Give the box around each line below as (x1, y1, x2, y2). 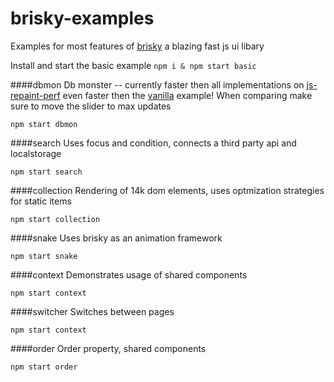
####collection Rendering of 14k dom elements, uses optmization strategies (10, 184, 325, 196)
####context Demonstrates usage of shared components (10, 268, 248, 281)
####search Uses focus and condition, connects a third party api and (10, 137, 297, 149)
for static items (10, 195, 72, 207)
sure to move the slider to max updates (10, 100, 172, 112)
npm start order (10, 362, 78, 372)
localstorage (10, 147, 62, 159)
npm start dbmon (10, 119, 78, 129)
